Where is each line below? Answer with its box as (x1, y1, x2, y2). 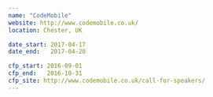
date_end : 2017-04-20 (8, 48, 86, 56)
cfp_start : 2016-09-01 (8, 62, 83, 70)
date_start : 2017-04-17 (8, 40, 86, 48)
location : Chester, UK (8, 26, 83, 34)
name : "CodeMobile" (8, 11, 72, 20)
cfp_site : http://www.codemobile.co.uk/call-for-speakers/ (8, 76, 206, 84)
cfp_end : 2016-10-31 (8, 69, 83, 77)
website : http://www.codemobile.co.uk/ (8, 19, 139, 27)
